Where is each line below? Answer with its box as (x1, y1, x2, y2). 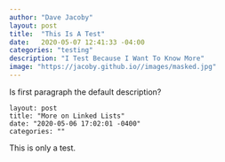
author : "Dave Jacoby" (9, 12, 93, 22)
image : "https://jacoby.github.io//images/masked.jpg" (9, 63, 217, 72)
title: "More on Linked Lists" (9, 112, 125, 120)
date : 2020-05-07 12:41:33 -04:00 (9, 37, 145, 47)
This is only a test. (9, 143, 76, 153)
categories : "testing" (9, 46, 93, 55)
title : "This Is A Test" (9, 29, 105, 38)
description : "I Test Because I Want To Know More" (9, 54, 205, 63)
